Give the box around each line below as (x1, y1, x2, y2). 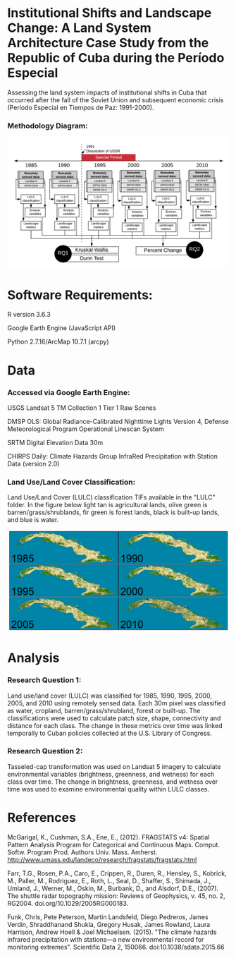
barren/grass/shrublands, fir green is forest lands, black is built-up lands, (7, 508, 220, 516)
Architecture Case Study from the (7, 35, 209, 51)
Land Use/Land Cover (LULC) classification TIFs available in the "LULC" (7, 493, 216, 502)
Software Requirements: (7, 287, 153, 303)
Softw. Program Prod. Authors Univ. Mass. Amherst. (7, 848, 158, 856)
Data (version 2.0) (7, 459, 60, 468)
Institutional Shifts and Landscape (7, 5, 212, 21)
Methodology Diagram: (7, 121, 88, 131)
